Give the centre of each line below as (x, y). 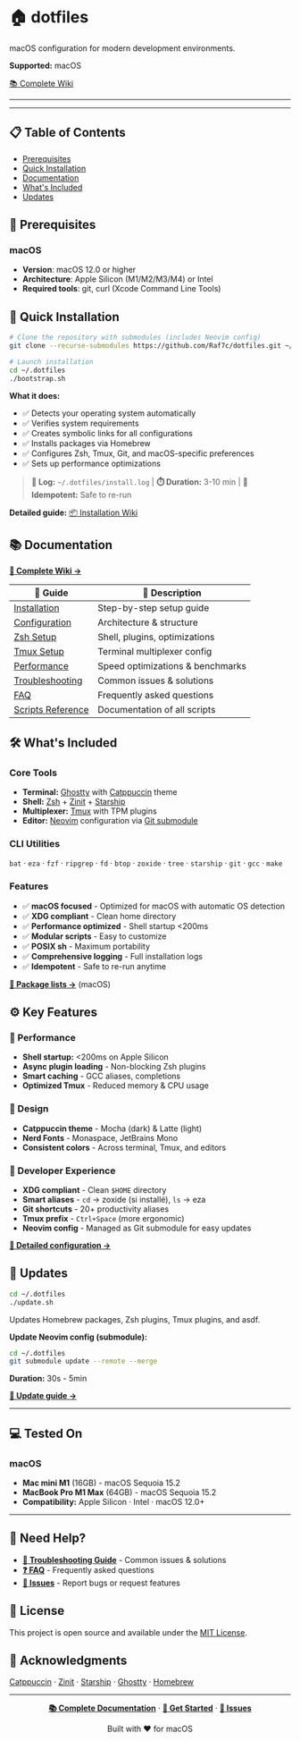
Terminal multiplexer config (155, 652)
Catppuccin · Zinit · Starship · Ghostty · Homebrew (102, 1682)
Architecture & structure (148, 622)
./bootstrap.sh (37, 378)
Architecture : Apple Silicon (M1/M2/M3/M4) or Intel (117, 279)
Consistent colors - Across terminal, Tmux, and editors (124, 1147)
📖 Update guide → (43, 1396)
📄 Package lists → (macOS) (60, 984)
